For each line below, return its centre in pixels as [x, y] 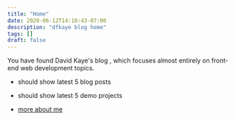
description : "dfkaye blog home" [57, 27]
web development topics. [57, 68]
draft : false [27, 40]
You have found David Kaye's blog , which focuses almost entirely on [109, 60]
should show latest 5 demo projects [70, 96]
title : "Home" [28, 14]
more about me [40, 109]
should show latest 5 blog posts [64, 82]
